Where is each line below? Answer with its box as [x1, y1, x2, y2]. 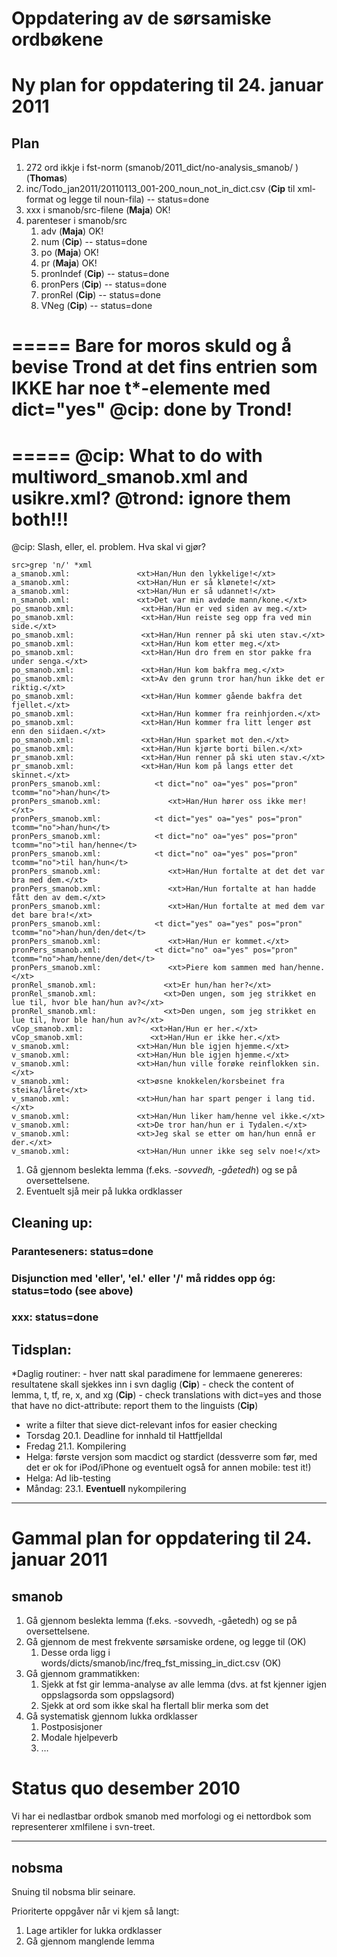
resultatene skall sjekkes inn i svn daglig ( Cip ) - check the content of [11, 1378, 295, 1391]
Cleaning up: [11, 1214, 93, 1231]
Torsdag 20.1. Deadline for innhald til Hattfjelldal [25, 1430, 223, 1442]
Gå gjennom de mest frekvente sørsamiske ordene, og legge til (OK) [25, 1636, 307, 1648]
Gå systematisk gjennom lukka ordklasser [25, 1710, 198, 1722]
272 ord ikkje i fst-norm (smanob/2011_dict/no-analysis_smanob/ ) [25, 162, 299, 174]
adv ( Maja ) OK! [40, 225, 104, 237]
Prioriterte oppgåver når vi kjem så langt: [11, 1905, 180, 1917]
